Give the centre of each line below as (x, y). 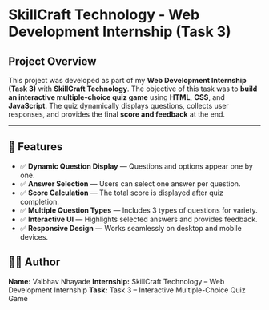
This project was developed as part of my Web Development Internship (127, 80)
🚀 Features (36, 147)
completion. (40, 201)
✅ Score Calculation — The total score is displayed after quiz (122, 193)
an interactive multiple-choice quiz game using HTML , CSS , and (117, 97)
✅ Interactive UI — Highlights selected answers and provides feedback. (139, 219)
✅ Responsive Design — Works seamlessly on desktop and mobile (130, 228)
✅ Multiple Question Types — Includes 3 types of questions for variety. (139, 210)
